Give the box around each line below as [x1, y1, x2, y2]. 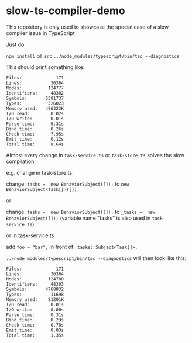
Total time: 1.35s [6, 332, 64, 338]
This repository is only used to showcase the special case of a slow [6, 23, 169, 30]
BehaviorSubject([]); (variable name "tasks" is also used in [6, 214, 151, 221]
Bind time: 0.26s [6, 126, 64, 132]
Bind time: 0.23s [6, 317, 64, 323]
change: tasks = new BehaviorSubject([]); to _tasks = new [6, 208, 156, 215]
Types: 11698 [6, 291, 64, 297]
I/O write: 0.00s [6, 307, 64, 313]
